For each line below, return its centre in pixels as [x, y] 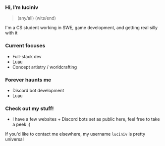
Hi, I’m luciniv [22, 7]
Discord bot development [38, 90]
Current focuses [25, 46]
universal [14, 139]
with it [11, 33]
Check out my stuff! [29, 109]
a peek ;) [21, 124]
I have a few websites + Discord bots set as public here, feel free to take [86, 119]
